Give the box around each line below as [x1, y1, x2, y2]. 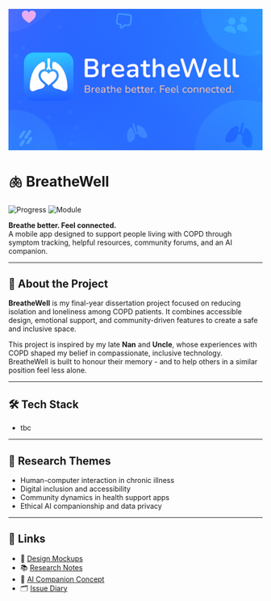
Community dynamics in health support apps [19, 492, 170, 502]
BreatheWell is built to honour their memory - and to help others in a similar [8, 357, 258, 367]
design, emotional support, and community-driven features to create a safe [8, 316, 258, 326]
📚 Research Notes [19, 562, 83, 572]
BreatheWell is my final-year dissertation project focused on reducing [8, 298, 241, 308]
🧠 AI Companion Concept [19, 574, 105, 584]
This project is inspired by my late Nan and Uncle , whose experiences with [8, 340, 258, 350]
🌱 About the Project [8, 276, 109, 291]
